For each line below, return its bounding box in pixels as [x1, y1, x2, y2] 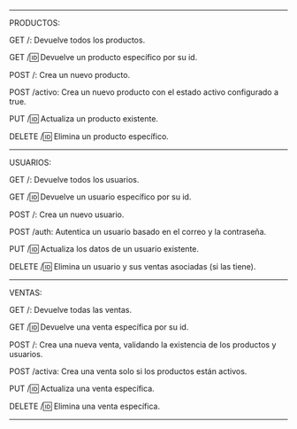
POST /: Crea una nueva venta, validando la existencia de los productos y [9, 339, 277, 350]
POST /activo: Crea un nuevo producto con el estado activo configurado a [9, 87, 279, 97]
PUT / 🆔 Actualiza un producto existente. [9, 113, 159, 124]
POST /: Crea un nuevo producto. [9, 70, 131, 80]
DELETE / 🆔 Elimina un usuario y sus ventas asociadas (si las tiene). [9, 261, 256, 271]
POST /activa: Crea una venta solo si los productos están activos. [9, 366, 247, 377]
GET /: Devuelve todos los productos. [9, 35, 146, 45]
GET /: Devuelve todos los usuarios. [9, 175, 140, 184]
